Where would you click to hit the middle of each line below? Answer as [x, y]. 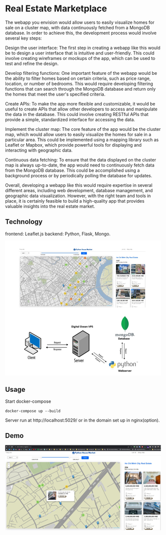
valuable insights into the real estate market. [50, 206]
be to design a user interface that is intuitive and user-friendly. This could [80, 53]
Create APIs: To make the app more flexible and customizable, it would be [80, 104]
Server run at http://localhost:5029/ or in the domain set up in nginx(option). [83, 420]
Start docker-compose [28, 401]
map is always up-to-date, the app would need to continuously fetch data [80, 165]
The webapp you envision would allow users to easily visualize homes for [80, 22]
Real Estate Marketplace [56, 9]
